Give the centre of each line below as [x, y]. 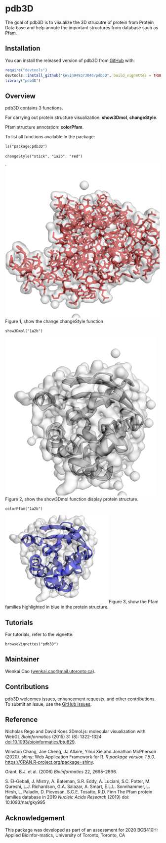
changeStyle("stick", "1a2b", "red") [44, 157]
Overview [21, 96]
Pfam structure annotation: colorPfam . [44, 127]
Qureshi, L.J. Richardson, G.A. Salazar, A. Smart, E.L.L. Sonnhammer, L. [78, 787]
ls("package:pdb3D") [26, 147]
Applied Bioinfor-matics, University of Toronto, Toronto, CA [65, 835]
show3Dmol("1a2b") [24, 331]
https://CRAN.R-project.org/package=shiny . [50, 762]
